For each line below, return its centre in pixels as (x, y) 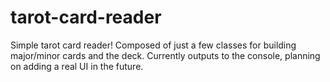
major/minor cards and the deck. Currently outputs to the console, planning (165, 55)
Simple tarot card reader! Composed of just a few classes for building (153, 45)
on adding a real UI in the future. (77, 66)
